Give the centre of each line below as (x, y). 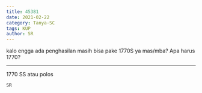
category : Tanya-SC (31, 23)
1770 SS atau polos (30, 75)
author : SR (20, 34)
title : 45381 (23, 12)
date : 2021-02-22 (28, 17)
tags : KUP (19, 28)
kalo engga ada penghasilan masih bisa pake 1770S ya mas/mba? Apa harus (101, 51)
